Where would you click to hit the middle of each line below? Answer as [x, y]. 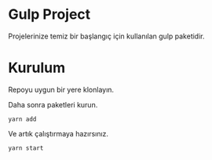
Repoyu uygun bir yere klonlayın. [61, 89]
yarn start [26, 148]
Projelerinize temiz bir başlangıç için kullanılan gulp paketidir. [107, 36]
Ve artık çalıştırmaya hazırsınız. [58, 133]
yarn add [22, 119]
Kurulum [37, 68]
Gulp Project [49, 15]
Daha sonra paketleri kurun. [53, 104]
